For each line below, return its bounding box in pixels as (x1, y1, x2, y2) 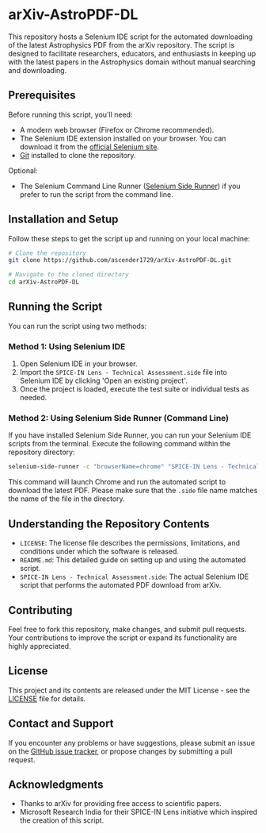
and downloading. (8, 65, 67, 75)
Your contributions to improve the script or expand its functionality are (8, 633, 237, 642)
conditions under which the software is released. (19, 546, 180, 557)
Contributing (8, 604, 73, 617)
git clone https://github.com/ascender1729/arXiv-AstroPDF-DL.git (8, 256, 232, 264)
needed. (19, 393, 47, 403)
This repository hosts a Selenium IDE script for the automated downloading (8, 32, 253, 41)
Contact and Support (8, 717, 114, 731)
